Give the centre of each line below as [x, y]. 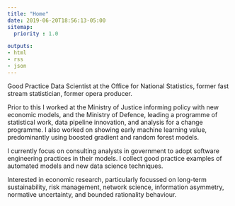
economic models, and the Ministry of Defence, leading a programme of [113, 114]
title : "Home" [28, 14]
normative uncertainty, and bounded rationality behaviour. [92, 194]
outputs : [20, 47]
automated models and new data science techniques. [85, 166]
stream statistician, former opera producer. [70, 93]
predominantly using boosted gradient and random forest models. [103, 137]
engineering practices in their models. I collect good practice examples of [115, 158]
